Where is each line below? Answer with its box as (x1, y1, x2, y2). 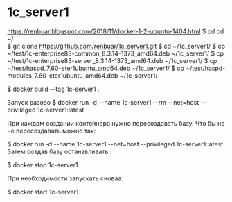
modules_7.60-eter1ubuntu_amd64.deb (7, 71, 118, 80)
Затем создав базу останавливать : (7, 147, 112, 155)
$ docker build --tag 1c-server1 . (7, 85, 100, 93)
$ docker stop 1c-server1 (7, 160, 78, 169)
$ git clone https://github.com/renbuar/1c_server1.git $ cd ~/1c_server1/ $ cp (7, 42, 225, 50)
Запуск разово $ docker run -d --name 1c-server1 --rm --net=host (7, 98, 199, 106)
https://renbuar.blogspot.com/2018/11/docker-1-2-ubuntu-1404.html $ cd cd (7, 27, 224, 35)
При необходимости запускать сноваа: (7, 174, 123, 183)
